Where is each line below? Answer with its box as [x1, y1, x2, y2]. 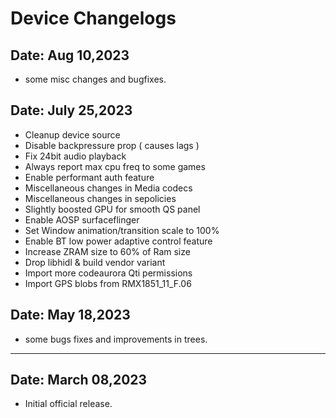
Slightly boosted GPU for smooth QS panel [24, 203, 201, 215]
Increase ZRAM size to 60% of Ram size [24, 245, 191, 257]
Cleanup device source [24, 128, 121, 141]
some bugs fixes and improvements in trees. [24, 333, 208, 345]
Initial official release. [24, 398, 113, 410]
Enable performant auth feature [24, 171, 155, 183]
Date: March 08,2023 [10, 372, 148, 389]
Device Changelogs [10, 7, 177, 30]
